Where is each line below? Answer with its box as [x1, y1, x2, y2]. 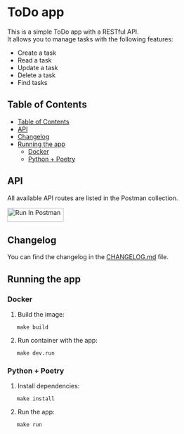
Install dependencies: [17, 382, 80, 390]
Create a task [17, 48, 57, 57]
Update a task [17, 63, 58, 72]
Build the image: [17, 310, 65, 319]
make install [16, 395, 55, 402]
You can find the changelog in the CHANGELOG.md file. [7, 253, 169, 261]
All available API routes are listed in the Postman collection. [7, 194, 178, 202]
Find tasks [17, 78, 48, 86]
